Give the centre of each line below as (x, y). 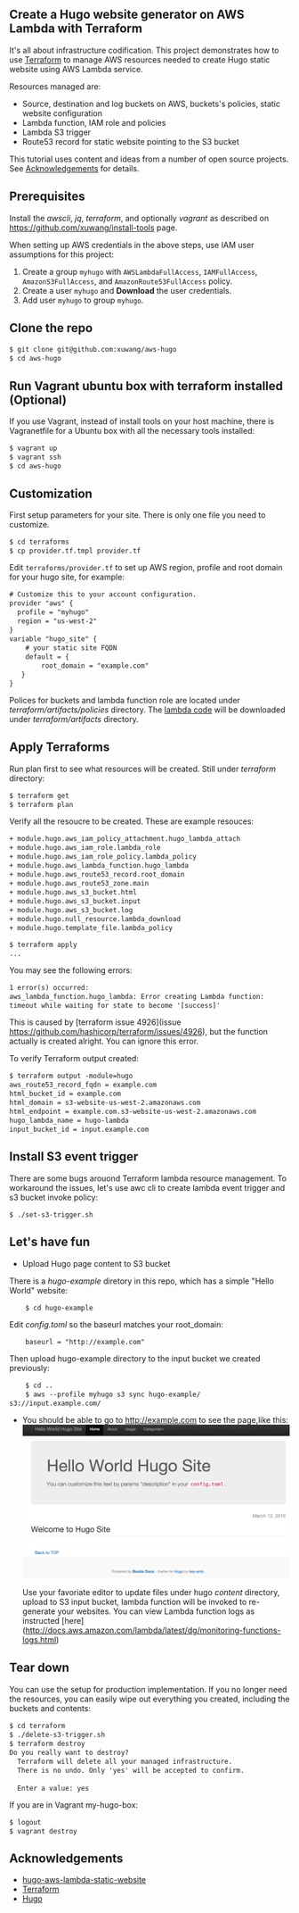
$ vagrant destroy (43, 1831)
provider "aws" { (41, 603)
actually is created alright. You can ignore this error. (104, 1041)
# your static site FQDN (71, 648)
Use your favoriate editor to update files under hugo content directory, (151, 1592)
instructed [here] (53, 1620)
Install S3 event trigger (74, 1156)
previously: (30, 1368)
